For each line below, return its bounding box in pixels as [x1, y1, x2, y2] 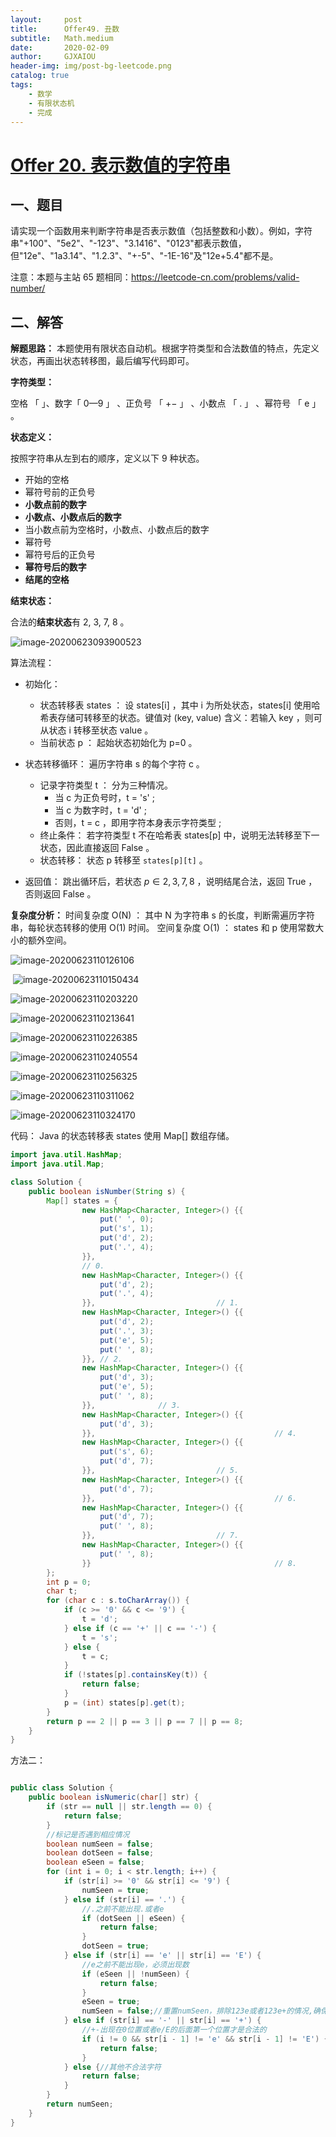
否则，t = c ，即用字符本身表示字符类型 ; [54, 817, 222, 829]
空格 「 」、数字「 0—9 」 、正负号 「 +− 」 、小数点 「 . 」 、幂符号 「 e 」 [10, 397, 322, 410]
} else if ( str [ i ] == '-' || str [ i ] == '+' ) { [63, 2016, 262, 2026]
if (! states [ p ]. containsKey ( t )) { [63, 1670, 208, 1680]
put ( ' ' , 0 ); [99, 1214, 155, 1225]
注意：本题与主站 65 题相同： [10, 271, 132, 283]
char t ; [46, 1586, 78, 1596]
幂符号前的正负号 [24, 486, 96, 498]
